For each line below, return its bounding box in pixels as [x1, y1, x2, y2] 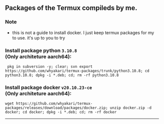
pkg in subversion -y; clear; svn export [7, 64, 93, 69]
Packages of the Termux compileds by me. [5, 4, 138, 12]
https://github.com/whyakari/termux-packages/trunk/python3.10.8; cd [5, 68, 150, 73]
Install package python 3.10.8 [5, 47, 77, 54]
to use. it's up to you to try [12, 35, 65, 41]
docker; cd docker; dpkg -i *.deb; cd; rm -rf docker [5, 110, 117, 115]
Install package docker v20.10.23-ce [5, 84, 92, 91]
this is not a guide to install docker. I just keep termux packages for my [12, 29, 155, 36]
